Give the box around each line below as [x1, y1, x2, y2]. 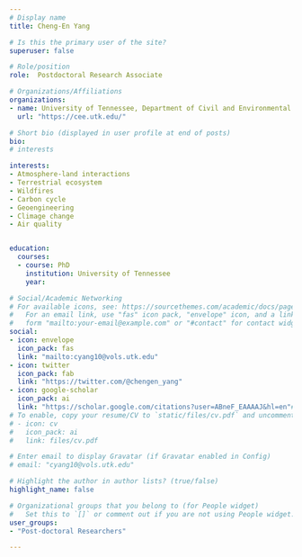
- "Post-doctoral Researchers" [9, 526, 127, 535]
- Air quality [9, 220, 63, 229]
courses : [17, 253, 50, 262]
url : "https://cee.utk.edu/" [17, 112, 127, 121]
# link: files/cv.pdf [9, 436, 99, 445]
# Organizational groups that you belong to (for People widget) [9, 501, 259, 510]
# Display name [9, 13, 67, 22]
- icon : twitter [9, 361, 70, 370]
